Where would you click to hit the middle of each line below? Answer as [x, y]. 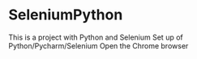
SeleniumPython [66, 15]
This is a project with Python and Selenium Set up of [96, 37]
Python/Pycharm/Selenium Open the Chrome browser [98, 45]
